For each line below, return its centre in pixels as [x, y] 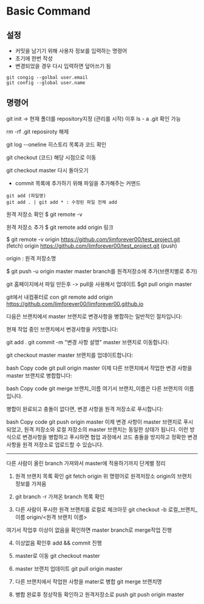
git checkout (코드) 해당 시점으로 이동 [51, 157]
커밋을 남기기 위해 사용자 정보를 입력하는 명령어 [71, 51]
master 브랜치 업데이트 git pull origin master [69, 568]
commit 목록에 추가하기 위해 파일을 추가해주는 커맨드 [78, 183]
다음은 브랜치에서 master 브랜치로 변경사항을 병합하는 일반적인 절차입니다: [94, 316]
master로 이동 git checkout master [57, 555]
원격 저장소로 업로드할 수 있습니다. [63, 444]
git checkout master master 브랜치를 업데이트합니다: [70, 355]
